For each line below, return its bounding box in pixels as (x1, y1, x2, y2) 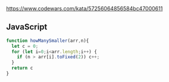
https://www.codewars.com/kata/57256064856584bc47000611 (6, 5, 163, 12)
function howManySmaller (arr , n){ (6, 38, 89, 44)
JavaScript (6, 22, 48, 32)
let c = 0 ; (11, 43, 39, 49)
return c (11, 65, 33, 71)
